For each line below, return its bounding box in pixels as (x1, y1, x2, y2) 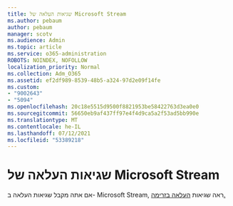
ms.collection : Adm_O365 (7, 70, 81, 77)
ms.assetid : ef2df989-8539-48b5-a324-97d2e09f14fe (7, 76, 161, 84)
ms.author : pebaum (7, 17, 62, 24)
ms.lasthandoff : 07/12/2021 (7, 130, 91, 137)
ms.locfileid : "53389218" (7, 136, 84, 143)
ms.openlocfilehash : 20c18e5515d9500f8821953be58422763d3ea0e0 (7, 103, 200, 110)
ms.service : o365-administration (7, 51, 107, 58)
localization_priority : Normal (7, 63, 100, 71)
